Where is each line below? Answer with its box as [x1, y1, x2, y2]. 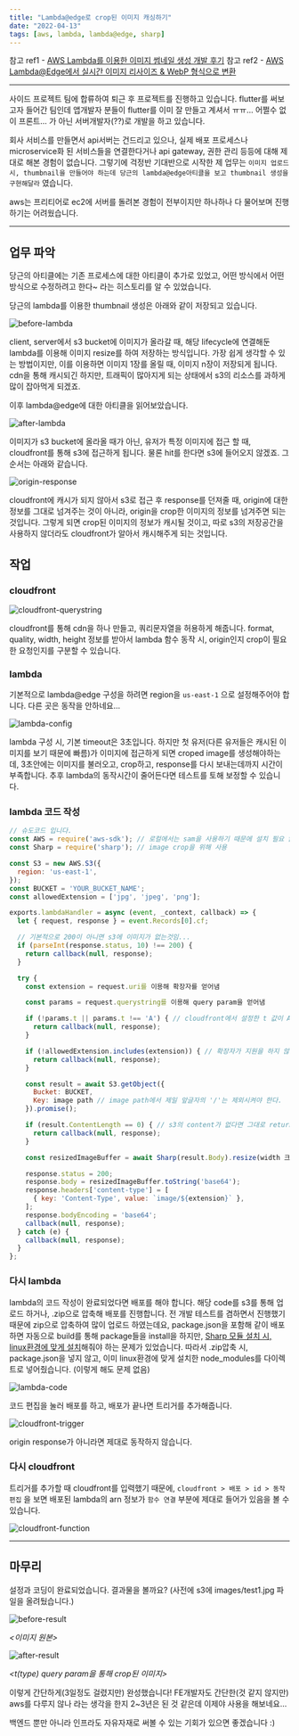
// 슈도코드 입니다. [9, 827, 73, 835]
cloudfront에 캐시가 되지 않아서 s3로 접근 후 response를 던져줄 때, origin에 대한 [9, 495, 288, 506]
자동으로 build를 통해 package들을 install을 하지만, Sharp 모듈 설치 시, [25, 1330, 272, 1341]
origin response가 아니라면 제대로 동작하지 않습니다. [9, 1436, 193, 1447]
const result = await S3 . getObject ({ [25, 1080, 166, 1089]
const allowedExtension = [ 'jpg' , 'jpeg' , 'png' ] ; [9, 893, 201, 901]
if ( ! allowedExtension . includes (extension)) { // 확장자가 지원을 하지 [25, 1047, 280, 1056]
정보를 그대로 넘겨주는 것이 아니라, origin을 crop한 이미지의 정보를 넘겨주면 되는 [9, 506, 287, 517]
